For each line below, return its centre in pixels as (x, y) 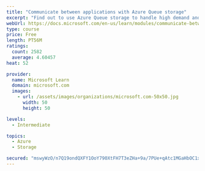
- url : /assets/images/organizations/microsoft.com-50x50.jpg (98, 97)
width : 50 (35, 103)
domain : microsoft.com (41, 85)
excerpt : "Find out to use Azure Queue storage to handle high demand (98, 18)
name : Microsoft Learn (41, 80)
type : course (23, 29)
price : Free (21, 35)
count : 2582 (27, 52)
